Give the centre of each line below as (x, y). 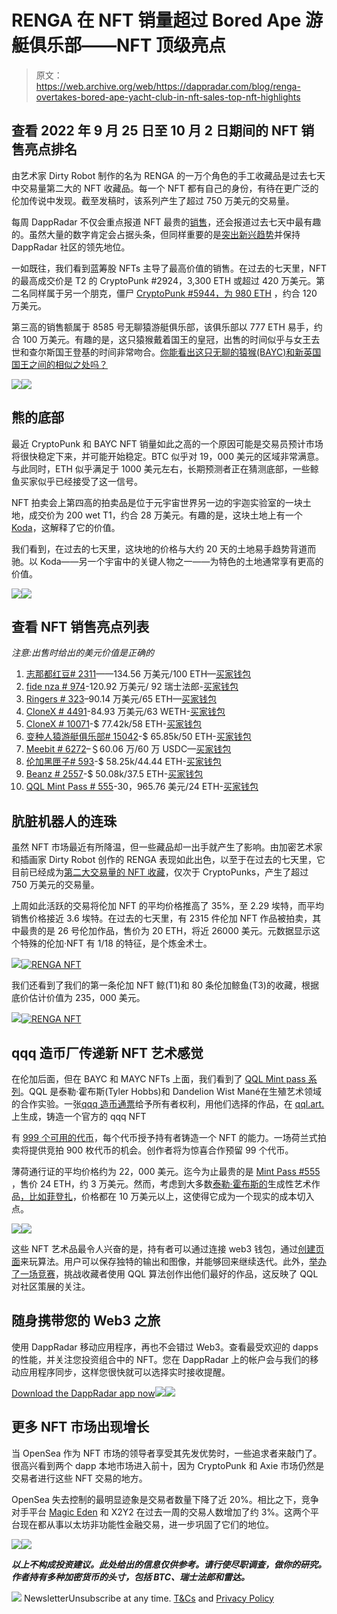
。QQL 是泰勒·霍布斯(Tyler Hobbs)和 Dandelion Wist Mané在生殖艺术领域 (171, 1091)
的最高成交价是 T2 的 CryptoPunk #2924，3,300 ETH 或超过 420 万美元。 (164, 280)
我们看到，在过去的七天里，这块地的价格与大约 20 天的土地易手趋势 (151, 548)
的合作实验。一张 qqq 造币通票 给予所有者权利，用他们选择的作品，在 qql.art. (168, 1104)
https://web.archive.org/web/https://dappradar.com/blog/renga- (168, 86)
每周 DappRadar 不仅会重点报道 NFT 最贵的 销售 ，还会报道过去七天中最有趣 (166, 222)
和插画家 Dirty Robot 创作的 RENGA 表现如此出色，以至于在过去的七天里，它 (168, 860)
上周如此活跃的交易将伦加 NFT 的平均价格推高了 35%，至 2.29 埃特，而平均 (168, 906)
